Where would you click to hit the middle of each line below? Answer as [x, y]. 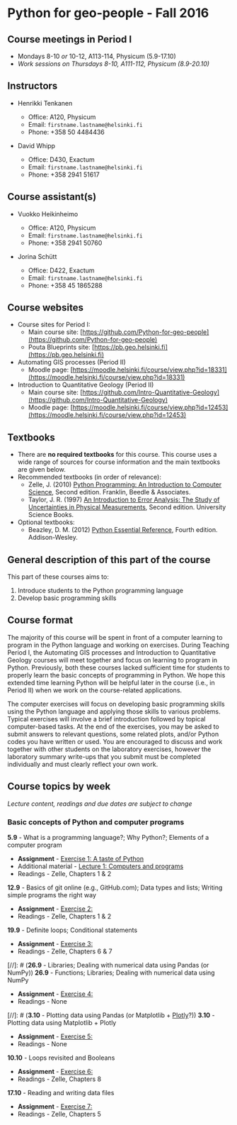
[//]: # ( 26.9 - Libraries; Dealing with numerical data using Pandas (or [108, 965]
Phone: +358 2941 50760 [65, 243]
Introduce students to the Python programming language [100, 591]
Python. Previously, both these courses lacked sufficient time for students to [118, 667]
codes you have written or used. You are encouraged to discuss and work [115, 741]
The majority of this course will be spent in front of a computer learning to [115, 637]
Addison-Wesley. [53, 538]
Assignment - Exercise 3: [55, 943]
